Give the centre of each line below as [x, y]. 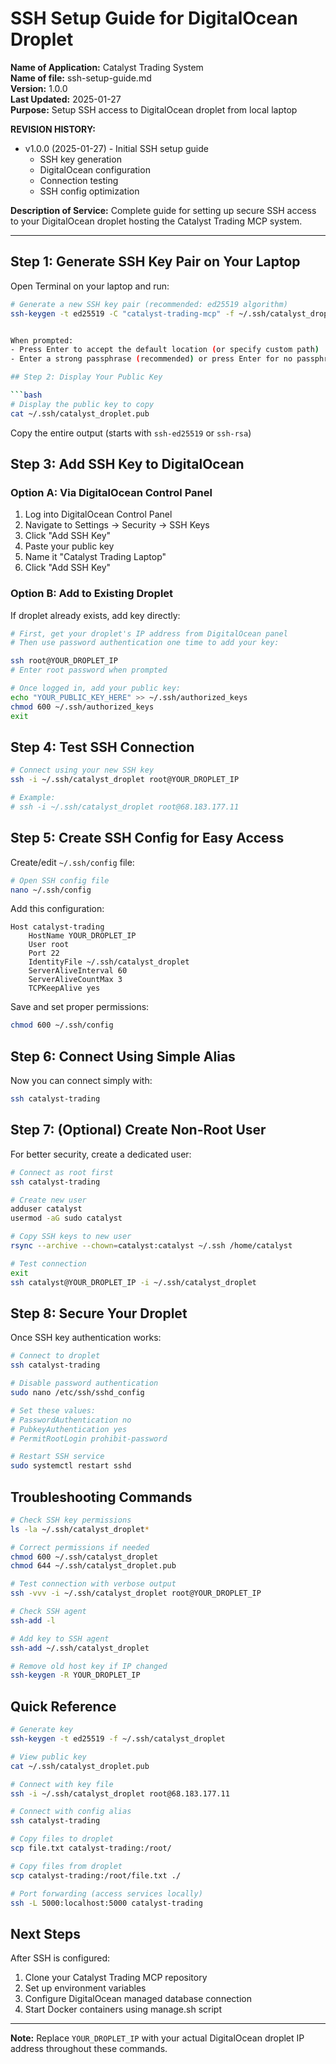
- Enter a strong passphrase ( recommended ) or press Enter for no [151, 359]
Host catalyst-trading [57, 927]
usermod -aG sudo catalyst [66, 1218]
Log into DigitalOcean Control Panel [98, 514]
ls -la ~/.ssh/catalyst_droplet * [80, 1529]
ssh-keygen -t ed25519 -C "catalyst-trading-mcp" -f [122, 313]
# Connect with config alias [71, 1812]
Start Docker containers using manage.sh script [123, 2009]
